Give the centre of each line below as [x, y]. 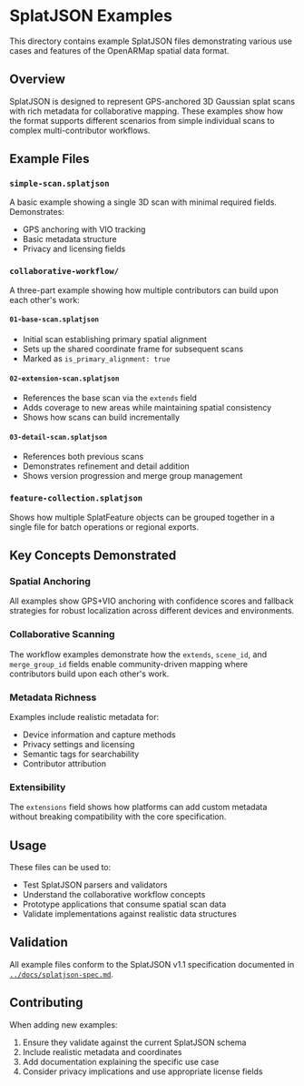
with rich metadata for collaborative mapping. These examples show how [147, 111]
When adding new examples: [64, 1024]
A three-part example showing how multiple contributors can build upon [144, 290]
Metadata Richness [53, 697]
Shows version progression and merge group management [132, 476]
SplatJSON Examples [91, 16]
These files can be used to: [60, 868]
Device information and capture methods [99, 735]
